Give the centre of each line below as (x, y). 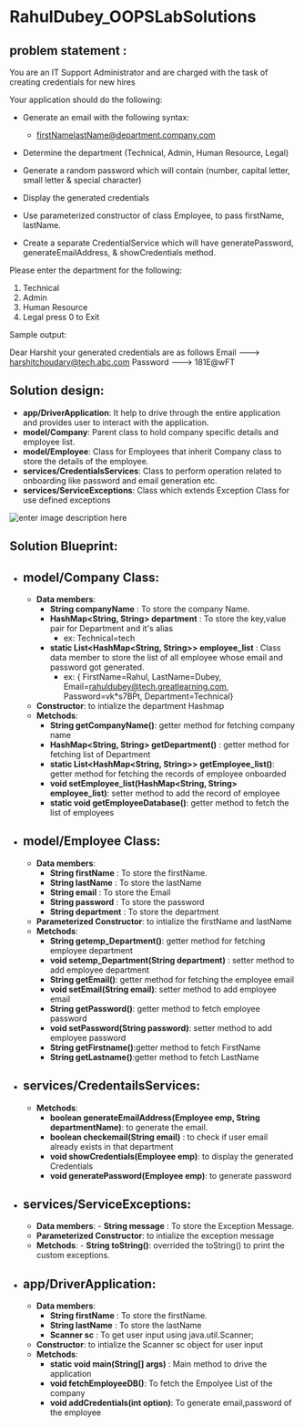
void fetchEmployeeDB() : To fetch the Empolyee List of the (161, 1383)
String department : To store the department (134, 911)
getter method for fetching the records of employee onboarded (168, 774)
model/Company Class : (91, 577)
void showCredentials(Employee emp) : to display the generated (172, 1156)
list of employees (82, 813)
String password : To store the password (127, 901)
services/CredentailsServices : (111, 1086)
